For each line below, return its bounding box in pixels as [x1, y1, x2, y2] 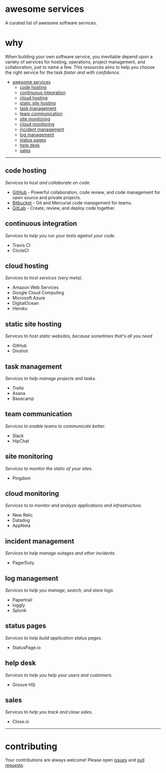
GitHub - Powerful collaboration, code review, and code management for [12, 189, 161, 195]
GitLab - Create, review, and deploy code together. [12, 205, 116, 211]
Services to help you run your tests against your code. [5, 232, 116, 238]
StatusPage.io [12, 644, 41, 650]
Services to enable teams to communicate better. [5, 423, 106, 429]
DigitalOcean [12, 300, 39, 306]
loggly [12, 602, 26, 608]
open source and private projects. [12, 194, 82, 200]
